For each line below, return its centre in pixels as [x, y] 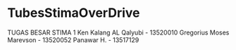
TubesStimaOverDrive [74, 13]
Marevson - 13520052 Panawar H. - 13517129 [73, 39]
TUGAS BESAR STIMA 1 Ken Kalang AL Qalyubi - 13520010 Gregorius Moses [118, 32]
